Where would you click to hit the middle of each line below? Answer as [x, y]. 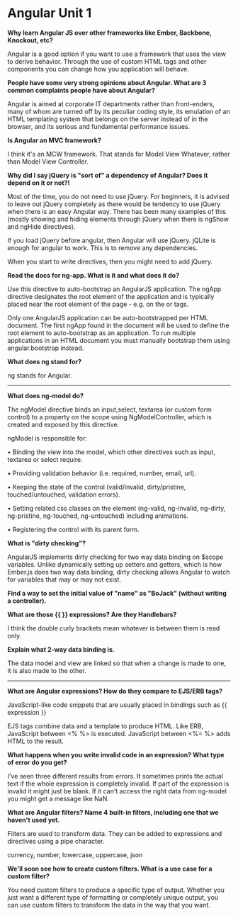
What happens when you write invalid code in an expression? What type [116, 754]
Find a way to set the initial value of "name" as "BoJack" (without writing [117, 593]
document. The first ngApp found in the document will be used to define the [118, 325]
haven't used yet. [34, 820]
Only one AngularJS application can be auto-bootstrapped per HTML [108, 317]
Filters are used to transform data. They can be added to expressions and [115, 833]
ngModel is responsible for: [47, 438]
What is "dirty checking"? [47, 543]
